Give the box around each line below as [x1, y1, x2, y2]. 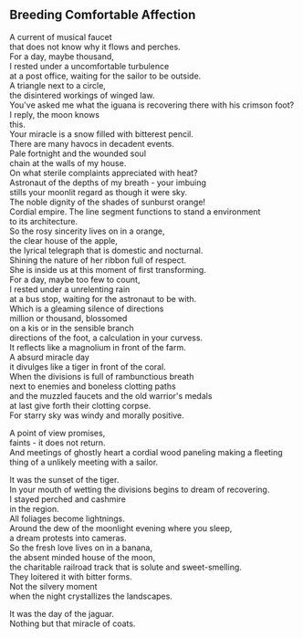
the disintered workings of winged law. [9, 89, 155, 100]
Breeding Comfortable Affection [9, 7, 196, 23]
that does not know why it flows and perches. [9, 41, 181, 52]
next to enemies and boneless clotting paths [9, 381, 176, 392]
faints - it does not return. [9, 437, 107, 448]
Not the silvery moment [9, 580, 98, 591]
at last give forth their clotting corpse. [9, 400, 151, 411]
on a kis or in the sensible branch [9, 322, 134, 333]
